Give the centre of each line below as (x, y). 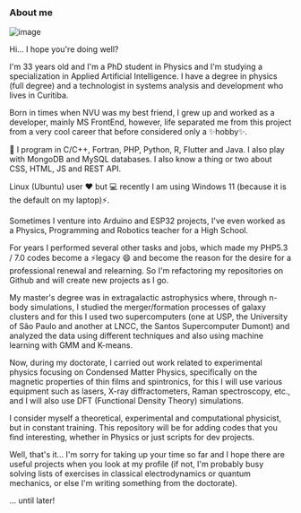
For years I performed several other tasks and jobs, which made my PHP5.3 (149, 248)
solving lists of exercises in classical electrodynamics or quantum (130, 474)
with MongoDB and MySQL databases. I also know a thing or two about (141, 160)
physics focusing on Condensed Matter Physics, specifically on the (133, 372)
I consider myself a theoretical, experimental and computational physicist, (146, 418)
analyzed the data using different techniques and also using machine (137, 336)
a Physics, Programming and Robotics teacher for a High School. (129, 230)
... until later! (32, 500)
